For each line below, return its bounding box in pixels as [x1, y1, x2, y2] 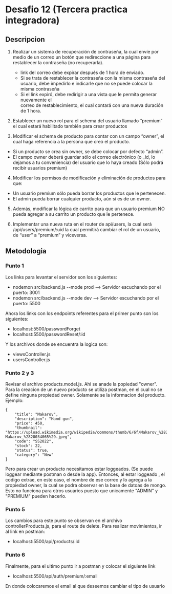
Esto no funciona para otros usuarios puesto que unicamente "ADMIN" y [5, 487, 158, 494]
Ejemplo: [5, 397, 24, 403]
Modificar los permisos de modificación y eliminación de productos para [12, 175, 166, 181]
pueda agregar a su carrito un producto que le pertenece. [12, 211, 135, 217]
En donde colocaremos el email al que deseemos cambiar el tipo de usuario [5, 583, 165, 589]
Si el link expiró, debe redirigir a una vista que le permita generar [20, 91, 157, 97]
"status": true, [14, 448, 50, 453]
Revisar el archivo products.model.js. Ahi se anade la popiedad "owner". [5, 381, 158, 387]
